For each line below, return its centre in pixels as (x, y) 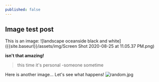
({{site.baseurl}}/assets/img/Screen (41, 46)
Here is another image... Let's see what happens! (55, 75)
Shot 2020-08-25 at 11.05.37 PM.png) (116, 46)
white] (115, 41)
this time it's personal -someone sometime (60, 65)
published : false (23, 10)
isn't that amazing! (25, 56)
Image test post (29, 30)
